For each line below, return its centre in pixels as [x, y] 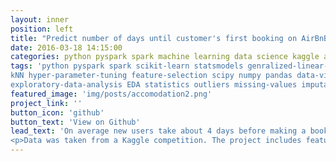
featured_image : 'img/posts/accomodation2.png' [111, 94]
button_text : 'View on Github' [75, 122]
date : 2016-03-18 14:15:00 [66, 47]
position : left [42, 29]
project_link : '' [46, 103]
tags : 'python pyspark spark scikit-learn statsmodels [127, 66]
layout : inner [40, 19]
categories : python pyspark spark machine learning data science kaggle [165, 57]
